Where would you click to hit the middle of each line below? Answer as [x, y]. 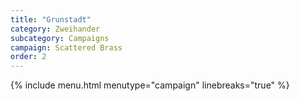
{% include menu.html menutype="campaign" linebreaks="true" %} [150, 85]
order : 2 [28, 57]
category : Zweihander [55, 29]
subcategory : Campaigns [60, 38]
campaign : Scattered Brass [66, 47]
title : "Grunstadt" [51, 19]
